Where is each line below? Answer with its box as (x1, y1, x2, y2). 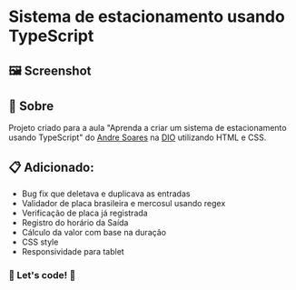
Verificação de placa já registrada (21, 207, 148, 219)
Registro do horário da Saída (21, 217, 129, 228)
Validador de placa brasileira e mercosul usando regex (21, 198, 226, 209)
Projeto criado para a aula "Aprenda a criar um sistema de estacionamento (8, 123, 287, 134)
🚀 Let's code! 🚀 (8, 269, 76, 282)
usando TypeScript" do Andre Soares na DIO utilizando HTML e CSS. (8, 132, 267, 143)
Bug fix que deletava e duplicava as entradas (21, 188, 191, 199)
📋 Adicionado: (8, 159, 94, 175)
